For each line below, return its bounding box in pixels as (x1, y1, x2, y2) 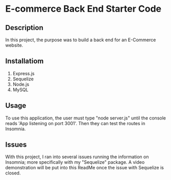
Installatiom (5, 57, 44, 66)
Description (5, 23, 43, 32)
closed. (5, 170, 21, 176)
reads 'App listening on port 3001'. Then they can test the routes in (5, 120, 145, 126)
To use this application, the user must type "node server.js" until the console (5, 115, 166, 121)
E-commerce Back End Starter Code (5, 3, 162, 15)
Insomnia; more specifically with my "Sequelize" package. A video (5, 159, 145, 165)
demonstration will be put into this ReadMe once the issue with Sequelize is (5, 165, 164, 171)
